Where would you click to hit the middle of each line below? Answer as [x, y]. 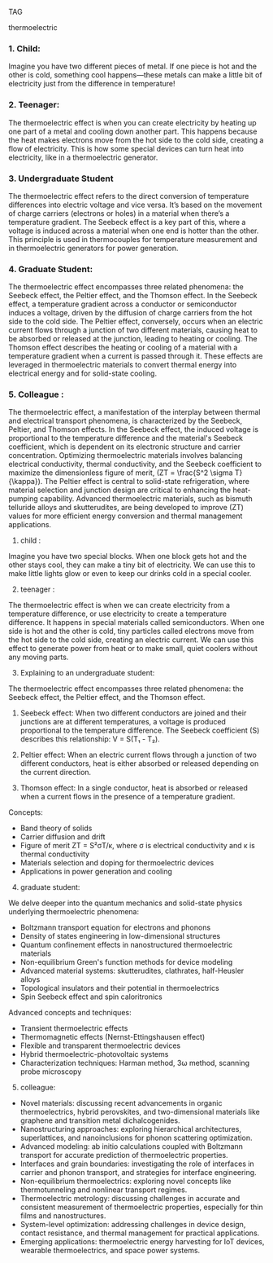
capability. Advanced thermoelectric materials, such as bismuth [146, 499]
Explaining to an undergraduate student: [87, 673]
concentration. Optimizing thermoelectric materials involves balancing [126, 455]
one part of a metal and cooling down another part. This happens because [133, 131]
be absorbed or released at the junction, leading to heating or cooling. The [133, 339]
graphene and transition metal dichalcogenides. [100, 1120]
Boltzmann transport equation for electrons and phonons [115, 927]
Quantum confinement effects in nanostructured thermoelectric [126, 945]
